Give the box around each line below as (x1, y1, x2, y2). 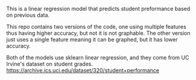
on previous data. (6, 11, 50, 19)
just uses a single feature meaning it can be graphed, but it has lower (6, 36, 178, 43)
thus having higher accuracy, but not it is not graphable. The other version (6, 29, 191, 37)
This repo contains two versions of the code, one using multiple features (6, 23, 187, 30)
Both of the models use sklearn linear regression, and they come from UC (6, 54, 189, 61)
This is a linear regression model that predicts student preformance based (6, 5, 191, 12)
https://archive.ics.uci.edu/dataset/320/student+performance (6, 67, 160, 74)
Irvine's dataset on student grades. (6, 60, 93, 67)
